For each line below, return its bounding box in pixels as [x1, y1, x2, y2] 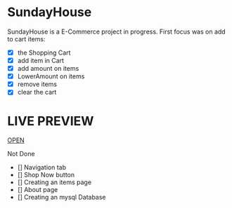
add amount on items [17, 64, 79, 73]
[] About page [17, 186, 58, 194]
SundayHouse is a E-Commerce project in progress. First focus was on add [7, 27, 226, 36]
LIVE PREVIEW [7, 113, 94, 129]
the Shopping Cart [17, 48, 71, 57]
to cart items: [7, 34, 46, 43]
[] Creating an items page [17, 178, 92, 186]
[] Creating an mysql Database [17, 193, 107, 202]
